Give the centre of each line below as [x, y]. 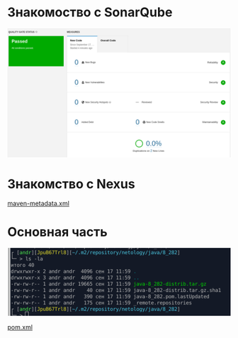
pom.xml [20, 327]
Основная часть [57, 232]
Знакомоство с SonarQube [90, 12]
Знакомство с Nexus [72, 184]
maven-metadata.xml [38, 204]
